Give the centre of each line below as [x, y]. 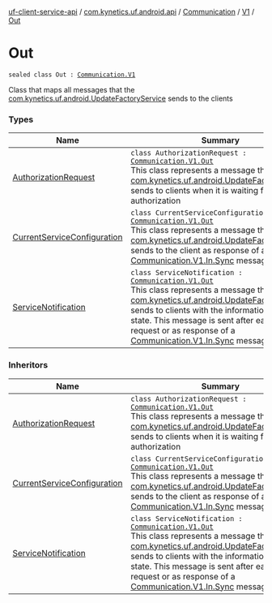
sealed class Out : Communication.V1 [72, 75]
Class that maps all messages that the [72, 89]
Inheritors [28, 365]
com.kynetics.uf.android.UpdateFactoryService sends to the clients [121, 98]
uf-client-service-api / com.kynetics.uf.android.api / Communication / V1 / [132, 12]
